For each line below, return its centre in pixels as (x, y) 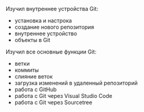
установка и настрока (43, 20)
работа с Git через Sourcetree (53, 102)
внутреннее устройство (46, 33)
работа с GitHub (36, 89)
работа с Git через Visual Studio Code (63, 96)
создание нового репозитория (54, 27)
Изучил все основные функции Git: (51, 52)
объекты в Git (32, 40)
